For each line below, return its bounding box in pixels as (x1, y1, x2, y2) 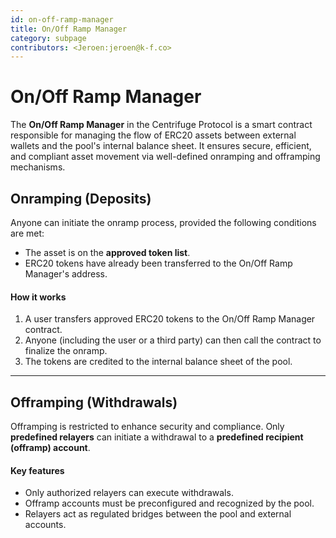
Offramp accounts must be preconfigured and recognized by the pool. (24, 497, 315, 510)
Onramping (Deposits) (10, 190, 152, 207)
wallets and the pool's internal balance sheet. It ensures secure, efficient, (10, 140, 312, 152)
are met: (10, 227, 45, 239)
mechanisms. (10, 161, 66, 173)
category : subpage (10, 33, 87, 43)
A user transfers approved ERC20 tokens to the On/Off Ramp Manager (24, 313, 316, 325)
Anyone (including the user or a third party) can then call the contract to (24, 334, 322, 346)
